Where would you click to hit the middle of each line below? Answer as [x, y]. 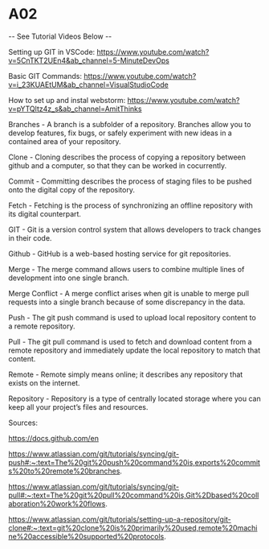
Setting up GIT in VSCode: [52, 52]
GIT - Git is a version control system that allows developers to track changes [135, 229]
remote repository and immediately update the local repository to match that [134, 350]
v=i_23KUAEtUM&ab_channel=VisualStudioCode [88, 85]
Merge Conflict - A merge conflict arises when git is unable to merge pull [129, 293]
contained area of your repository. [65, 141]
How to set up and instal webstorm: [67, 100]
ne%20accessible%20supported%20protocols [86, 536]
